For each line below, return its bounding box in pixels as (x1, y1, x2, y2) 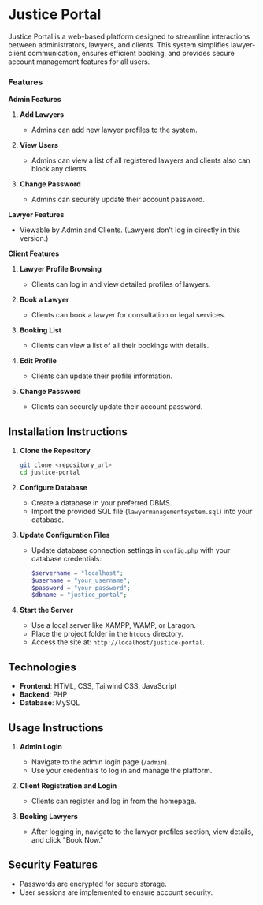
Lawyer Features (8, 210, 65, 220)
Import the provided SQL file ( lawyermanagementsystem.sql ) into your (31, 506, 253, 516)
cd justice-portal (19, 468, 80, 476)
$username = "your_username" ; (31, 576, 131, 584)
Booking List (19, 325, 61, 335)
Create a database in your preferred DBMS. (31, 498, 172, 507)
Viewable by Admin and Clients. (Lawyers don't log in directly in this (19, 225, 241, 235)
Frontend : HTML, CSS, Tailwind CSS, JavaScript (19, 682, 177, 691)
